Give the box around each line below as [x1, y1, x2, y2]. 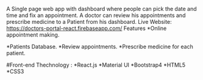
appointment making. [6, 31, 60, 38]
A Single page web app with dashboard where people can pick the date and [6, 5, 197, 12]
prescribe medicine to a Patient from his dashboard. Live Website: [6, 18, 172, 25]
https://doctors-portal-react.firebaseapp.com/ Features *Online [6, 24, 167, 32]
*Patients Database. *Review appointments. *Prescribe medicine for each [6, 43, 193, 50]
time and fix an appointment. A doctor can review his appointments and [6, 12, 186, 19]
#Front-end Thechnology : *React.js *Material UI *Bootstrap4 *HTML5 [6, 61, 186, 68]
